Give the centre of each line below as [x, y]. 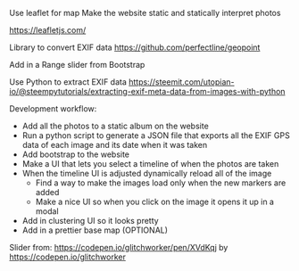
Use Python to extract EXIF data [68, 82]
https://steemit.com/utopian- [181, 82]
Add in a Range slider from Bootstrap [77, 65]
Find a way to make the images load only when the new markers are [161, 183]
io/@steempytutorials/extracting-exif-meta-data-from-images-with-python [147, 91]
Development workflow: [53, 109]
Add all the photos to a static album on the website [116, 126]
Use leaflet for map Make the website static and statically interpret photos [145, 13]
